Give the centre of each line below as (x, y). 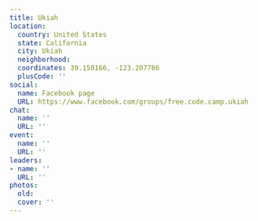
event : (22, 135)
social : (24, 85)
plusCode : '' (42, 77)
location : (28, 26)
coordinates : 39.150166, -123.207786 (89, 69)
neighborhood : (44, 60)
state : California (53, 43)
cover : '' (36, 203)
